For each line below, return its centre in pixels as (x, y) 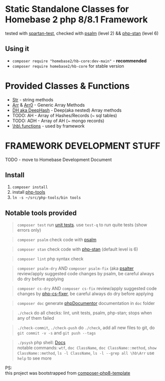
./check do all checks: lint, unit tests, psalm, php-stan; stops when (84, 313)
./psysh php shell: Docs (41, 342)
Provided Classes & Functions (67, 86)
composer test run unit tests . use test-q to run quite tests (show (82, 225)
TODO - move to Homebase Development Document (58, 160)
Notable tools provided (41, 213)
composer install (30, 187)
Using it (17, 49)
